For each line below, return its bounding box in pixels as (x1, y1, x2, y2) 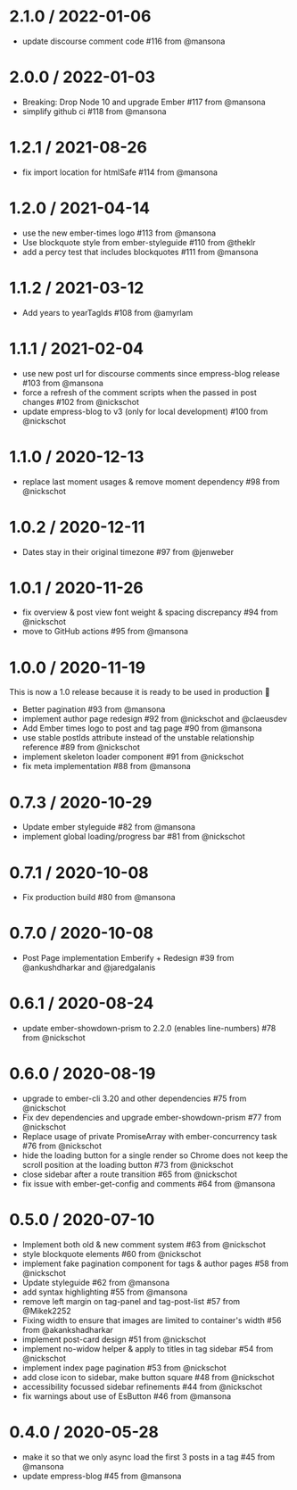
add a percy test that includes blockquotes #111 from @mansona (21, 246, 259, 257)
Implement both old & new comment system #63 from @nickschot (21, 1239, 266, 1250)
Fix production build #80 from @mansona (21, 892, 176, 903)
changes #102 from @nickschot (21, 396, 140, 407)
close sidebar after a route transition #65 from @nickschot (21, 1169, 238, 1180)
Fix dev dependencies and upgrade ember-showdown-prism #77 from (21, 1113, 282, 1123)
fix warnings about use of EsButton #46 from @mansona (21, 1391, 232, 1402)
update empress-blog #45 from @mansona (21, 1470, 182, 1481)
